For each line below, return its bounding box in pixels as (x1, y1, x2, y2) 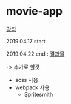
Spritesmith (24, 91, 53, 98)
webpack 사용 (15, 84, 50, 91)
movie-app (6, 4, 63, 18)
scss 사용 (15, 76, 38, 83)
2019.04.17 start (6, 37, 46, 45)
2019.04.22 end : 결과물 (6, 50, 65, 58)
